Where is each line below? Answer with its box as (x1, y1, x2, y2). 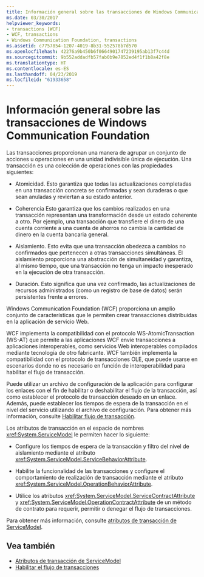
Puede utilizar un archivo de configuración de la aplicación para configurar (6, 380, 193, 388)
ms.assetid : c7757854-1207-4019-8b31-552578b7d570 (6, 43, 137, 49)
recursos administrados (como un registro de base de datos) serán (15, 287, 183, 294)
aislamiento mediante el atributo (15, 449, 96, 456)
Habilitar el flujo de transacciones (15, 564, 100, 571)
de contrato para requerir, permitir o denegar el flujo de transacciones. (15, 505, 192, 512)
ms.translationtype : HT (6, 60, 67, 66)
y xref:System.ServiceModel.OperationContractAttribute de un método (15, 498, 192, 506)
